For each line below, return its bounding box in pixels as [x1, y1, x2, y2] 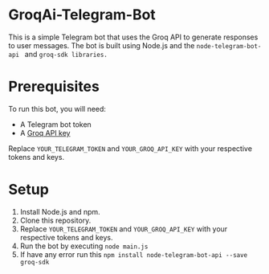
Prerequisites [8, 78, 100, 96]
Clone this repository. [19, 215, 92, 225]
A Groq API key [19, 128, 71, 137]
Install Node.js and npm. [19, 207, 100, 216]
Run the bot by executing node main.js [19, 241, 149, 251]
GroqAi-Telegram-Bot [8, 6, 157, 24]
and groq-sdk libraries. [24, 49, 108, 59]
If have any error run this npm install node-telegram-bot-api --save [19, 249, 248, 259]
